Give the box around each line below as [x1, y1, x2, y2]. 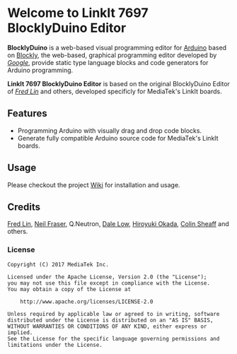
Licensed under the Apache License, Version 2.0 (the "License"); [7, 273, 207, 281]
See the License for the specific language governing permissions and [7, 335, 220, 342]
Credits [7, 201, 41, 213]
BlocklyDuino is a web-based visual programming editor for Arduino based [7, 43, 227, 52]
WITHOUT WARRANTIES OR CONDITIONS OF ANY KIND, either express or [7, 323, 207, 330]
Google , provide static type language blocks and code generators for [7, 58, 209, 66]
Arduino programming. [7, 66, 74, 74]
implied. [7, 329, 33, 336]
